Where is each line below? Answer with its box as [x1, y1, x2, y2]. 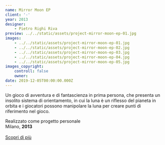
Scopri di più [5, 134, 32, 140]
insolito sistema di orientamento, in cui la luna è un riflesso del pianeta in [5, 97, 156, 103]
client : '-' [5, 12, 30, 17]
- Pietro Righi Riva [14, 26, 58, 31]
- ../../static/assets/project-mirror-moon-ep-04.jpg [14, 54, 130, 60]
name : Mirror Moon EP [5, 7, 51, 13]
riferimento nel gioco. [5, 108, 50, 114]
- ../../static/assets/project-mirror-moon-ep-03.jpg [14, 50, 130, 55]
